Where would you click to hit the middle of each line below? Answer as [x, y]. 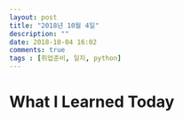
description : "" [39, 34]
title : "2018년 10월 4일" [54, 26]
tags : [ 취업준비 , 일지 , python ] [65, 58]
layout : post [33, 17]
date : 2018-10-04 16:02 [53, 42]
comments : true [37, 50]
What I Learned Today [92, 102]
